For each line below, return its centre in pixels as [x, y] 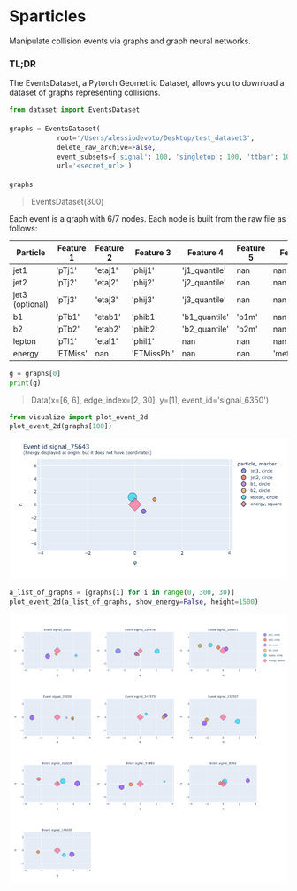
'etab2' [108, 329]
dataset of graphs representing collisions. [85, 93]
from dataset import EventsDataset [75, 110]
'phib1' [144, 317]
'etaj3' [107, 300]
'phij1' [143, 270]
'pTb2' [68, 329]
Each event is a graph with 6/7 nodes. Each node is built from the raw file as [148, 219]
